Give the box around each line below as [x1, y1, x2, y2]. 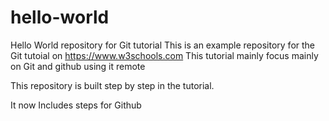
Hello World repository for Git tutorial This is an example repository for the [10, 39, 316, 51]
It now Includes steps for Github [10, 99, 142, 111]
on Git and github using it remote [10, 60, 146, 72]
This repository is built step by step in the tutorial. [10, 79, 215, 91]
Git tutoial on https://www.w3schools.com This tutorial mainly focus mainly [10, 49, 319, 61]
